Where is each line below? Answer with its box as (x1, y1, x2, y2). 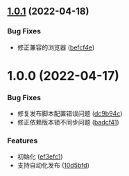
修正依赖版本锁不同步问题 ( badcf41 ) (17, 118, 119, 127)
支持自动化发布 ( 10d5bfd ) (17, 161, 90, 170)
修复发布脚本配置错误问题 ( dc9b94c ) (17, 109, 123, 118)
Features (7, 136, 38, 145)
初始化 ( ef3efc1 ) (17, 152, 64, 161)
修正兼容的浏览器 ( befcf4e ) (17, 43, 95, 51)
